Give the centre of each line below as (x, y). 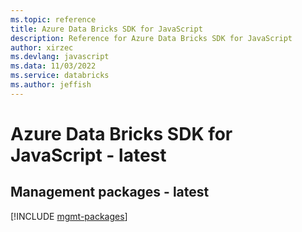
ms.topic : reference (53, 19)
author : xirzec (42, 47)
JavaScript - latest (88, 155)
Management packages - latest (110, 192)
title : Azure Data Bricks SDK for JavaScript (106, 29)
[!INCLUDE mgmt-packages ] (69, 216)
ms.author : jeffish (51, 85)
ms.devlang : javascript (60, 57)
